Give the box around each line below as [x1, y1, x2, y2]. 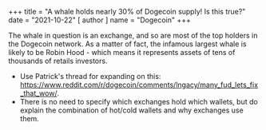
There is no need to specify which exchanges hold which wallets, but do [19, 97, 258, 106]
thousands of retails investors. [8, 56, 108, 65]
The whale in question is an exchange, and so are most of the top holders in [8, 31, 258, 40]
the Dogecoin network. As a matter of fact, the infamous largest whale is [8, 39, 247, 49]
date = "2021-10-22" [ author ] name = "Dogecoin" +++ [8, 15, 192, 25]
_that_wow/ [19, 89, 58, 98]
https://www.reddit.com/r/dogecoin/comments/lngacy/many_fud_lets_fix [19, 80, 258, 89]
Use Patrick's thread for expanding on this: [19, 72, 161, 81]
